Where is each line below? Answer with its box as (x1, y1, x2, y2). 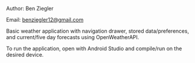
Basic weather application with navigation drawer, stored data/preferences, (6, 27, 189, 34)
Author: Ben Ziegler (6, 5, 54, 12)
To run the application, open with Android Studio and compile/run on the (6, 45, 182, 52)
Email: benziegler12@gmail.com (6, 16, 84, 23)
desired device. (6, 51, 44, 58)
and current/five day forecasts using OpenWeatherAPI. (6, 34, 139, 40)
